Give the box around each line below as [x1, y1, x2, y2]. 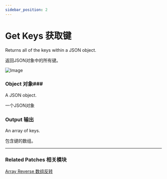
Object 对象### [5, 81, 43, 88]
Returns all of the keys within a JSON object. [5, 47, 96, 53]
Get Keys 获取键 [5, 30, 72, 41]
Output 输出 [5, 116, 34, 123]
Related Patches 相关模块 [5, 156, 67, 163]
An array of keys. [5, 128, 41, 134]
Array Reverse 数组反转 [5, 169, 53, 175]
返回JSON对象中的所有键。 [5, 57, 61, 63]
